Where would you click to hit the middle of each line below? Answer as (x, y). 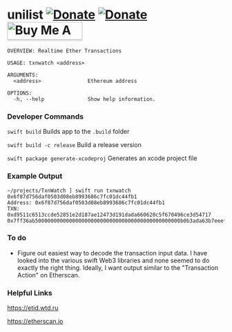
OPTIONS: (20, 93)
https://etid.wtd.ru (33, 308)
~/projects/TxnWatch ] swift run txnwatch (69, 191)
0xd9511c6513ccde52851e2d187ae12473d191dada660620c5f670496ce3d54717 (109, 215)
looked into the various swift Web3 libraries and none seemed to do (113, 260)
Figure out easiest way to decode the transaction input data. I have (112, 253)
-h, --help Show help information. (85, 99)
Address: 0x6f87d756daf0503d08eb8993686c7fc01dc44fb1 (86, 203)
